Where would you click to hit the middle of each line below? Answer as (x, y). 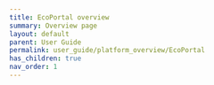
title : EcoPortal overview (59, 17)
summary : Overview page (53, 26)
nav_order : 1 (33, 67)
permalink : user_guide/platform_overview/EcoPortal (107, 50)
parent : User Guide (45, 42)
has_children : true (45, 58)
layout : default (39, 34)
